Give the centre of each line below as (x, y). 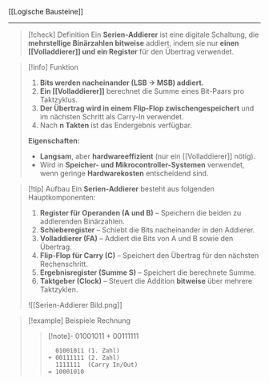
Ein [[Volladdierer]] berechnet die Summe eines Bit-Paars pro (142, 91)
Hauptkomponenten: (62, 197)
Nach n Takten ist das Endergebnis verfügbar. (116, 125)
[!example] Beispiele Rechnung (79, 321)
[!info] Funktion (53, 67)
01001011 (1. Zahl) (87, 351)
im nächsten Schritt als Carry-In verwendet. (112, 117)
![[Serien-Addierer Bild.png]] (75, 305)
